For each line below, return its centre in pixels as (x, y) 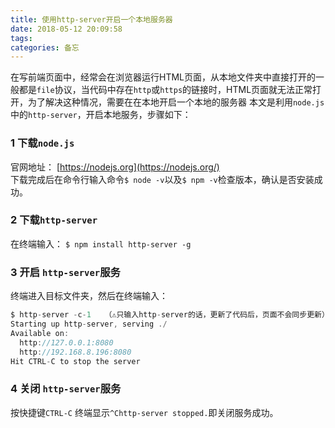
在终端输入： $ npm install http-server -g (101, 243)
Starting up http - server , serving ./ (89, 324)
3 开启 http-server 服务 (65, 272)
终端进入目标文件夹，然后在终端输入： (89, 296)
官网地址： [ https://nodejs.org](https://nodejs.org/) (115, 167)
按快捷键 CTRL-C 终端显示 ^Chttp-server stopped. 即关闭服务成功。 (144, 412)
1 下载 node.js (42, 143)
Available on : (40, 333)
